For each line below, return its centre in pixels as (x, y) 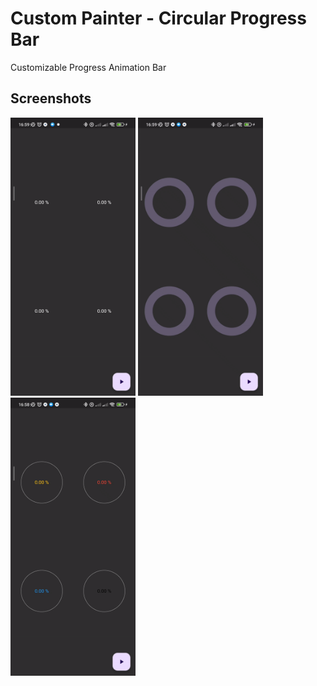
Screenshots (51, 98)
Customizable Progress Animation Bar (88, 67)
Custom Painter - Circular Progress (158, 18)
